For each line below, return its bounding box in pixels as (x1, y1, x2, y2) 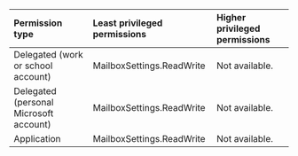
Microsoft (13, 107, 54, 119)
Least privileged (92, 17, 163, 29)
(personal (13, 97, 54, 108)
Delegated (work (13, 49, 84, 60)
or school (13, 59, 53, 72)
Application (13, 133, 61, 144)
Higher (216, 12, 247, 23)
